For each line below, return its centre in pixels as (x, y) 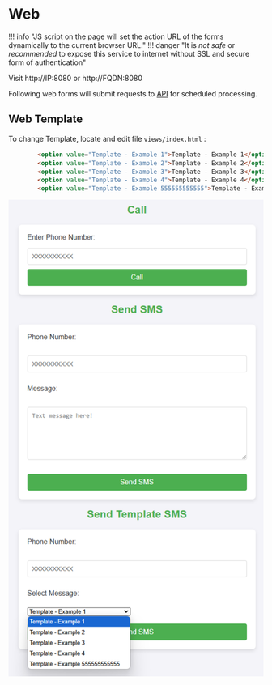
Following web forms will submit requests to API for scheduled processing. (133, 93)
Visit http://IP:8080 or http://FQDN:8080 (76, 78)
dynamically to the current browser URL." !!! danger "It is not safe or (122, 45)
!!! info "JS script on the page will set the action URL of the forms (116, 36)
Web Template (46, 119)
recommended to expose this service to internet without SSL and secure (129, 53)
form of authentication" (47, 62)
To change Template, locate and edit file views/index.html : (107, 138)
